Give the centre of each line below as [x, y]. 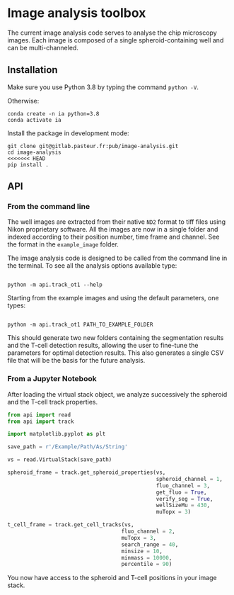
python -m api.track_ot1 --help [55, 285]
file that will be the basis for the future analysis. [76, 361]
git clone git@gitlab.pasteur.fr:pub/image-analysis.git [93, 146]
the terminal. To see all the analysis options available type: [92, 266]
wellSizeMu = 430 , [183, 505]
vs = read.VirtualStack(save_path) [60, 460]
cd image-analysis [34, 152]
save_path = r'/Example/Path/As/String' [68, 447]
